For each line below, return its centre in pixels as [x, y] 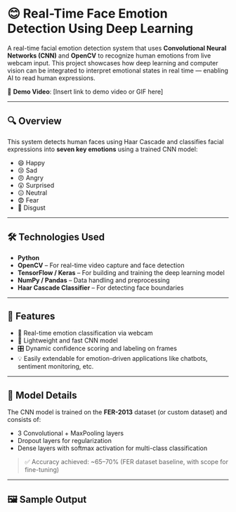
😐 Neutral [32, 193]
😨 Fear [28, 200]
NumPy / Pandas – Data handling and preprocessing [93, 280]
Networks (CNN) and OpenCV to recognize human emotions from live [109, 56]
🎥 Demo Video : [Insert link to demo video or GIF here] [85, 91]
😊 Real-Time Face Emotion [87, 14]
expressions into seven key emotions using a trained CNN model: [103, 149]
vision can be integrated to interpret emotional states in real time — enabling [118, 70]
